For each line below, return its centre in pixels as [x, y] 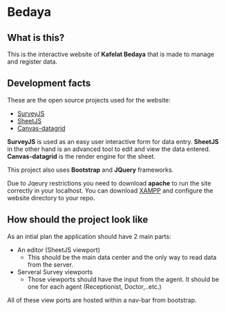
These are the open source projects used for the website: [89, 100]
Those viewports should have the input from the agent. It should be [123, 279]
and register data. [32, 62]
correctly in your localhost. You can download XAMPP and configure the [110, 190]
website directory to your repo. [51, 197]
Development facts [49, 83]
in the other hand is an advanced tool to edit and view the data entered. [109, 149]
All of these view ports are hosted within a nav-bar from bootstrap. [102, 300]
